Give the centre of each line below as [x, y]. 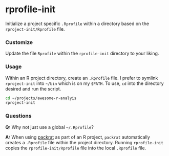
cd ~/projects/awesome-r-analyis [41, 98]
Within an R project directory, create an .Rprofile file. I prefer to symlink [82, 78]
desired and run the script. [33, 88]
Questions [18, 116]
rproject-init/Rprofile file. [35, 29]
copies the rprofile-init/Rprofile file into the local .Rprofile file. [76, 148]
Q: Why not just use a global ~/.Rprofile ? [49, 127]
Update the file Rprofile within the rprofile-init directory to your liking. [82, 53]
